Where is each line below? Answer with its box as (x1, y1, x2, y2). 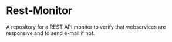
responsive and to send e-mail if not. (6, 29, 95, 36)
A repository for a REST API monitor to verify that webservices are (6, 23, 166, 30)
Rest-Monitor (6, 4, 73, 17)
